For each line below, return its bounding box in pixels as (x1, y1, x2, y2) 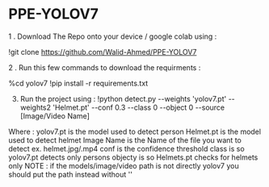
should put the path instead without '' (8, 169, 133, 179)
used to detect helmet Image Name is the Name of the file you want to (8, 135, 242, 145)
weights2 (19, 102, 51, 112)
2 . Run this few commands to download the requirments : (8, 62, 201, 73)
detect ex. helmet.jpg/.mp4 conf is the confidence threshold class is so (8, 143, 245, 153)
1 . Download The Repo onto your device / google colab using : (8, 31, 217, 41)
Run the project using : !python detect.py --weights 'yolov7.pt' (19, 93, 227, 103)
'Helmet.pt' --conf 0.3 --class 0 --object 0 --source (52, 102, 225, 112)
